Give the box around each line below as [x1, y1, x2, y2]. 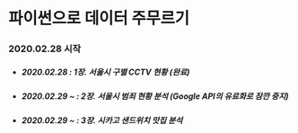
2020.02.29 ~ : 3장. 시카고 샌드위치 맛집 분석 [21, 115, 183, 126]
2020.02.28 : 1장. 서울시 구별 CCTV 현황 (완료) [21, 66, 190, 77]
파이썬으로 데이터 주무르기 [8, 8, 190, 29]
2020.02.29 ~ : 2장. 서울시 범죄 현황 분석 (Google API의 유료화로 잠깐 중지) [21, 91, 289, 102]
